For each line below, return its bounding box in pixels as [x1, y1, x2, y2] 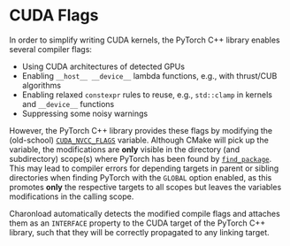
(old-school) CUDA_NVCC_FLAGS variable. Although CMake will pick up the [9, 135, 270, 145]
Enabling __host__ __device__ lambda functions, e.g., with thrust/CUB [21, 70, 278, 81]
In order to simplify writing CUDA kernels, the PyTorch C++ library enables [9, 35, 280, 45]
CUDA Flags [9, 5, 99, 26]
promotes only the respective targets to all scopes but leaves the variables [9, 181, 282, 192]
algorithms [21, 80, 62, 90]
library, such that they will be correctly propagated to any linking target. [9, 227, 270, 237]
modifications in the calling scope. [9, 191, 134, 202]
